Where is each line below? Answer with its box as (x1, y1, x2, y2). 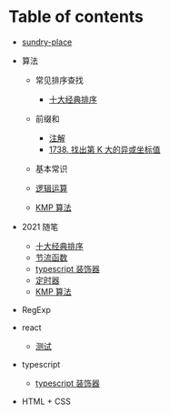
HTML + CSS (21, 396, 72, 407)
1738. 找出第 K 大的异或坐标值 (48, 144, 161, 155)
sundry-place (21, 36, 73, 47)
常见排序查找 (35, 75, 84, 86)
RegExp (21, 304, 51, 315)
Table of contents (8, 6, 145, 27)
